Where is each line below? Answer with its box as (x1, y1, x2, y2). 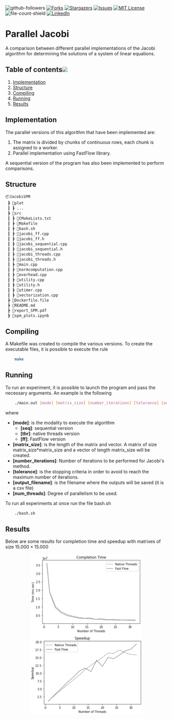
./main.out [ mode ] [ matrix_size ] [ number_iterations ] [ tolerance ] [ (14, 400, 164, 405)
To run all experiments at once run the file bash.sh (5, 500, 111, 506)
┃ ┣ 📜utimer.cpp (7, 288, 42, 293)
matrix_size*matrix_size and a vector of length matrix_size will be (12, 447, 150, 453)
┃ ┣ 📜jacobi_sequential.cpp (7, 242, 68, 247)
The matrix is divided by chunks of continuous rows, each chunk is (12, 139, 154, 145)
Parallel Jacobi (5, 28, 69, 40)
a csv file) (12, 485, 34, 491)
